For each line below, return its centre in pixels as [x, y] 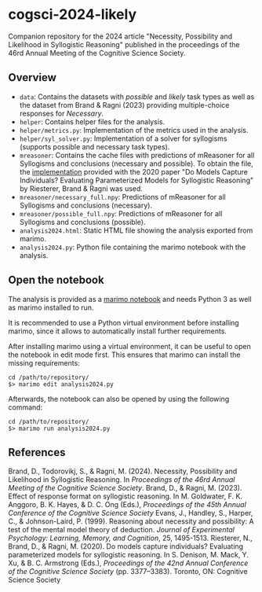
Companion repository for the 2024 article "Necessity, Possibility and [120, 36]
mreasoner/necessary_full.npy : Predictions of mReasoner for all [122, 197]
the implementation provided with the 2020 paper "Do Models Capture [134, 171]
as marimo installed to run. [51, 307]
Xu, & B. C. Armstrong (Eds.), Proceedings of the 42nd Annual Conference [128, 563]
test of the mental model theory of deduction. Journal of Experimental [122, 530]
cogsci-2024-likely [73, 15]
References [37, 452]
